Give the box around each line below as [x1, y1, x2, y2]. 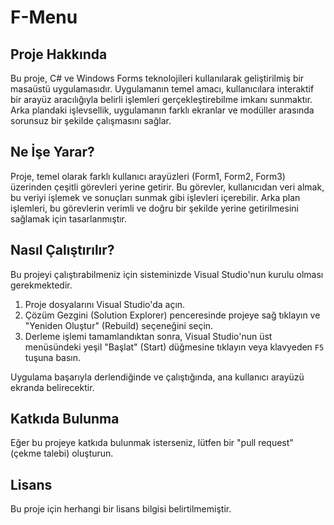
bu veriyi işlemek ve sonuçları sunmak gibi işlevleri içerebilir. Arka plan [10, 191, 301, 203]
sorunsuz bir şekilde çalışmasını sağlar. [10, 115, 172, 126]
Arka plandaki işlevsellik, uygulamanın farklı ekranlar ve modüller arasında [10, 104, 315, 116]
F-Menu [10, 6, 78, 29]
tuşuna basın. [24, 351, 82, 363]
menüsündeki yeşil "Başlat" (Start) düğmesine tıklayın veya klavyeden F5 [24, 341, 325, 353]
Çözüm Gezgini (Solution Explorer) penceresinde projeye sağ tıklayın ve [24, 309, 321, 321]
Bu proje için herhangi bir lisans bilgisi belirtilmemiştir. [10, 503, 232, 515]
